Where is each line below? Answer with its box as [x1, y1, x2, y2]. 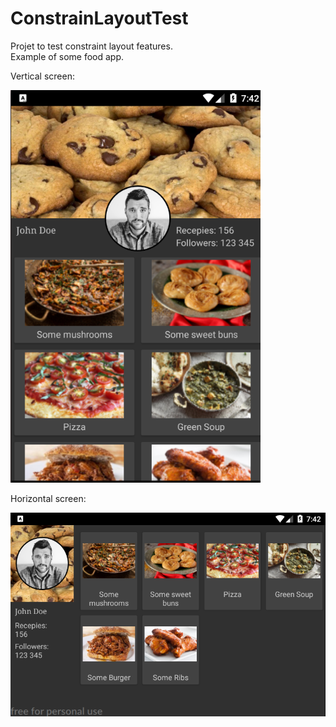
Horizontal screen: [10, 493, 87, 505]
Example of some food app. [10, 50, 125, 62]
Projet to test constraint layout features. [10, 40, 173, 52]
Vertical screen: [10, 70, 75, 82]
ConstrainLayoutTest [10, 7, 189, 30]
